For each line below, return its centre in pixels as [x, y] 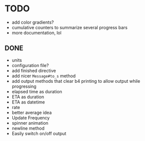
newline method [28, 128]
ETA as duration [28, 97]
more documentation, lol [36, 33]
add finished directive [34, 70]
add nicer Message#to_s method [44, 76]
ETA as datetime [28, 102]
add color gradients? [33, 22]
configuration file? [30, 65]
